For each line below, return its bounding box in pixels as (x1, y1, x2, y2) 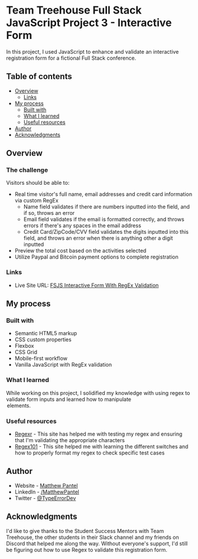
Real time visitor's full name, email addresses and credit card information (14, 191, 193, 198)
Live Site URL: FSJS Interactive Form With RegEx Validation (14, 282, 159, 289)
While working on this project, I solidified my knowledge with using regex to (6, 389, 190, 396)
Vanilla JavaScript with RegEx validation (14, 361, 112, 368)
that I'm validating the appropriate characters (14, 437, 125, 444)
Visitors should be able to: (6, 179, 70, 187)
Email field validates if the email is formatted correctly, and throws (23, 216, 184, 223)
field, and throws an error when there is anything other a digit (23, 234, 173, 242)
